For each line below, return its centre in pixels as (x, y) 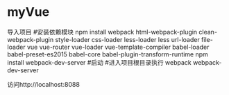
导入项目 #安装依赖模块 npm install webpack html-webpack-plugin (102, 32)
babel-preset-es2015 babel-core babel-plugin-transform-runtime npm (108, 54)
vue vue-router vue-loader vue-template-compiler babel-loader (118, 47)
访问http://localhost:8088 (43, 84)
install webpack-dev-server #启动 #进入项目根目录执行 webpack (100, 62)
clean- (208, 32)
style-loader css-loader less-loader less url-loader (127, 39)
